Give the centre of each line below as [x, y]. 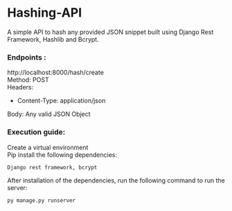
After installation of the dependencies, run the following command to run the [116, 180]
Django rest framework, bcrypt [52, 167]
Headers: [20, 87]
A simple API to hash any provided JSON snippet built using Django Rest [110, 32]
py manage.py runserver [42, 200]
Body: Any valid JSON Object [49, 114]
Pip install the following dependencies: [62, 155]
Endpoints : [27, 57]
